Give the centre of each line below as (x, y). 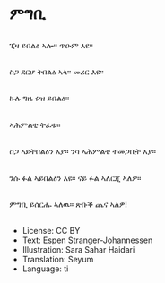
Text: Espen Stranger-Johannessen (87, 240)
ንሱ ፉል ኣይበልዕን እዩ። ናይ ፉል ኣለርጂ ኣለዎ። (75, 177)
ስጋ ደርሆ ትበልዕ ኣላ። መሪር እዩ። (57, 72)
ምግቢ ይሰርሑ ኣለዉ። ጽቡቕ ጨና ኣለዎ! (68, 204)
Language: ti (45, 269)
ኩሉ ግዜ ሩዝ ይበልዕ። (39, 99)
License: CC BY (51, 231)
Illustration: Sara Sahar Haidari (78, 250)
